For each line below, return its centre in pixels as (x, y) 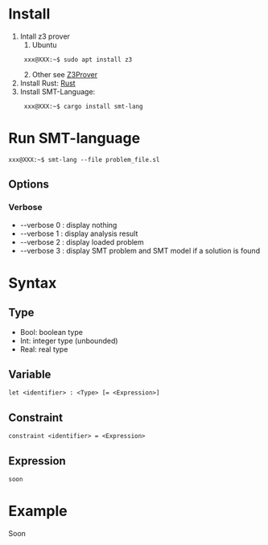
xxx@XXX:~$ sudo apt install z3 (78, 60)
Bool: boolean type (51, 332)
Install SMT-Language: (58, 91)
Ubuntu (44, 44)
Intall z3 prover (45, 36)
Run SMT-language (74, 138)
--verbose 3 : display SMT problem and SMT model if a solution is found (140, 250)
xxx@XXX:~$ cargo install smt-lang (83, 106)
